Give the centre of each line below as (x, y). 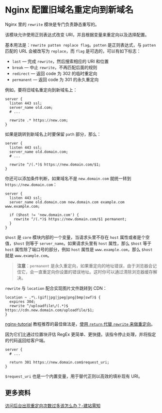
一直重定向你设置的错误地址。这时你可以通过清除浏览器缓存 (93, 272)
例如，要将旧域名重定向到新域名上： (41, 90)
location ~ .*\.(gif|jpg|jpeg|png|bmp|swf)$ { (53, 297)
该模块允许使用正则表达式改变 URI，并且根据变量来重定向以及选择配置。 (77, 34)
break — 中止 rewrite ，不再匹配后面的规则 (55, 67)
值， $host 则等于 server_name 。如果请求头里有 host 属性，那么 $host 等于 (78, 243)
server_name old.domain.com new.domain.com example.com (67, 202)
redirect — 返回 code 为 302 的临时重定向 (55, 73)
